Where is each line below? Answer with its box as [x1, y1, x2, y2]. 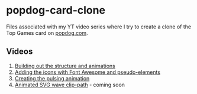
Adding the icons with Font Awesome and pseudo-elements [14, 69, 161, 76]
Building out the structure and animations [14, 62, 115, 69]
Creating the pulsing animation [14, 74, 90, 82]
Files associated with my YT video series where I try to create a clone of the [6, 23, 191, 30]
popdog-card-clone [6, 4, 105, 17]
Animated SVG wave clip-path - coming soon [14, 81, 125, 88]
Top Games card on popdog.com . [6, 29, 88, 36]
